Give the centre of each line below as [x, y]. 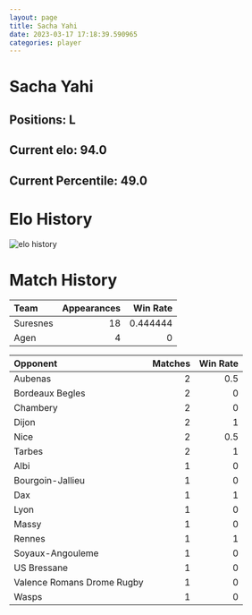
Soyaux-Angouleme [56, 553]
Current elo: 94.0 [58, 150]
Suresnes [34, 323]
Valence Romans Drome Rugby [79, 583]
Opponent [36, 363]
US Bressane [41, 568]
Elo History [51, 219]
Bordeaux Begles [50, 393]
